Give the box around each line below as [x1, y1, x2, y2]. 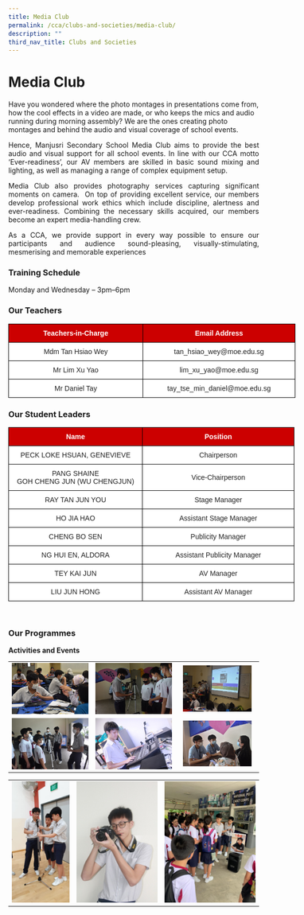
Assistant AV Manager [184, 587, 253, 597]
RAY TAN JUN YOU [45, 496, 107, 504]
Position [204, 432, 232, 442]
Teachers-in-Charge [43, 329, 109, 337]
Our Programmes [8, 628, 76, 638]
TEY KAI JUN [54, 569, 97, 578]
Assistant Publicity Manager [175, 551, 261, 560]
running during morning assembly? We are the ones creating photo [8, 116, 228, 127]
